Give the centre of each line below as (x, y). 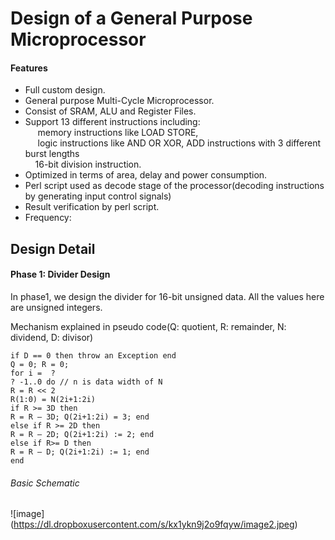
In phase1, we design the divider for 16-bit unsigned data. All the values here (167, 296)
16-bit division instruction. (88, 164)
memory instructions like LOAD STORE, (118, 133)
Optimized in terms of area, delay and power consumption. (146, 175)
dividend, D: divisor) (52, 337)
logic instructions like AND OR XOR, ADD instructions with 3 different (179, 143)
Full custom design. (65, 90)
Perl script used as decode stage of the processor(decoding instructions (174, 186)
